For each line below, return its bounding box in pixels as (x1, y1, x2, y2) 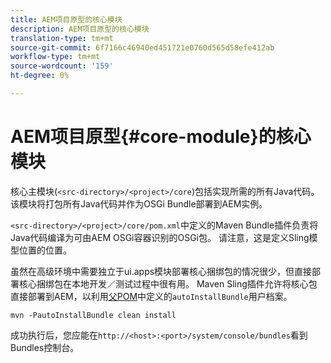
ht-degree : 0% (10, 71, 70, 81)
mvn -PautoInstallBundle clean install (10, 310, 177, 320)
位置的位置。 (18, 244, 72, 256)
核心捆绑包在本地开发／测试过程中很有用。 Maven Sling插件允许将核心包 (18, 277, 318, 290)
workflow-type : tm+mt (10, 52, 101, 62)
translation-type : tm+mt (10, 33, 114, 43)
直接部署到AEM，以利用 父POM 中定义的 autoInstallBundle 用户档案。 (10, 290, 293, 302)
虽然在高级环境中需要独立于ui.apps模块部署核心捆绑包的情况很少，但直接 (10, 265, 313, 277)
